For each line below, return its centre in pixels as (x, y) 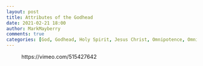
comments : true (25, 34)
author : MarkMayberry (34, 28)
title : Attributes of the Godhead (50, 17)
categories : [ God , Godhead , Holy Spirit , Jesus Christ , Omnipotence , (96, 40)
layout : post (23, 12)
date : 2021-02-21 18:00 (36, 23)
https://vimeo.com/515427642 (59, 57)
